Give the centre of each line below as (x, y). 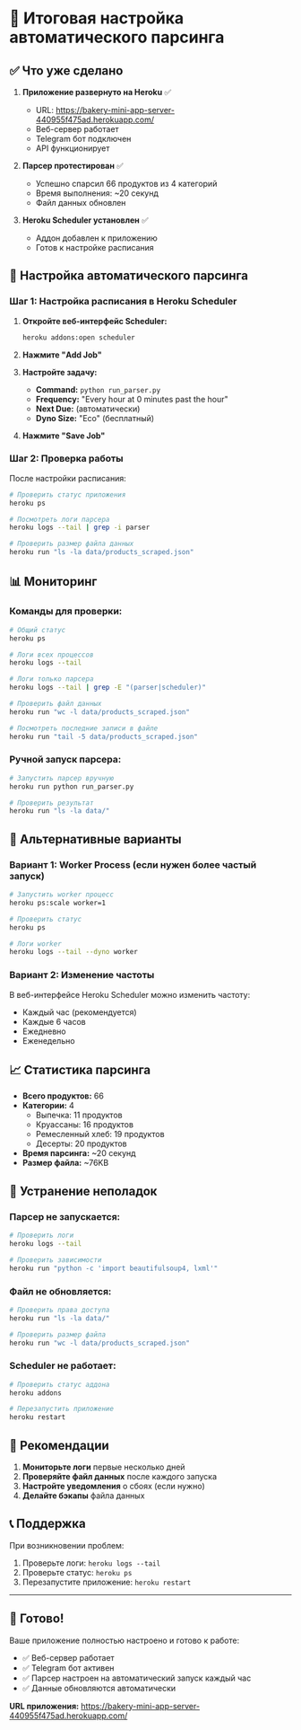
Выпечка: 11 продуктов (79, 1115)
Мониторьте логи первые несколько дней (103, 1467)
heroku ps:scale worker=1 (57, 903)
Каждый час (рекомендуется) (79, 1012)
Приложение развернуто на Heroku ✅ (97, 92)
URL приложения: (44, 1706)
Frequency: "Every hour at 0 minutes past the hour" (132, 399)
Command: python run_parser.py (98, 389)
